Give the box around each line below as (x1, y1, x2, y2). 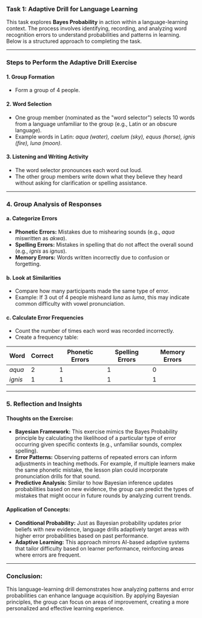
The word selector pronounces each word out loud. (14, 166, 142, 173)
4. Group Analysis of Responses (6, 200, 102, 208)
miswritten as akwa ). (14, 234, 67, 242)
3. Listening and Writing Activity (6, 153, 89, 161)
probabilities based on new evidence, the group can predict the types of (14, 486, 194, 493)
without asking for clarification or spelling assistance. (14, 179, 147, 187)
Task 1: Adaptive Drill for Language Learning (6, 5, 138, 13)
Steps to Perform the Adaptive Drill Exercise (6, 58, 137, 67)
